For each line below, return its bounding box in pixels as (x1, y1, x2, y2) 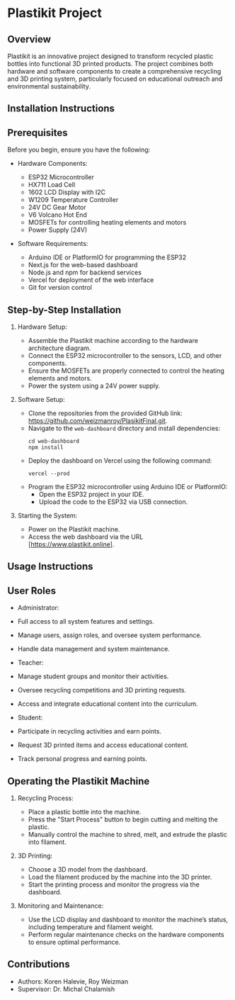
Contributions (7, 958, 70, 970)
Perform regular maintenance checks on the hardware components (28, 931, 224, 939)
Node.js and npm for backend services (28, 268, 142, 277)
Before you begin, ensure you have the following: (7, 145, 151, 154)
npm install (28, 444, 64, 451)
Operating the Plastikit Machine (7, 775, 150, 787)
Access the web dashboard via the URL (28, 533, 144, 541)
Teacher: (17, 658, 44, 667)
